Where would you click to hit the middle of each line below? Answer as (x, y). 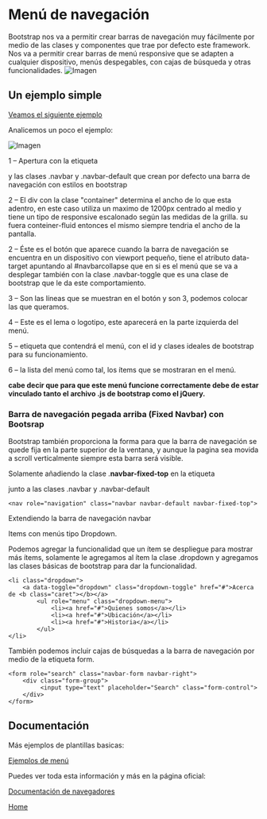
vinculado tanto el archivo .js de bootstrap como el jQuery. (107, 393)
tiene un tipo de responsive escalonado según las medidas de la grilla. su (128, 217)
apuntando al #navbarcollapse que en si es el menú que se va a (133, 266)
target (18, 266)
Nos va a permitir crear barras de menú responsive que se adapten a (121, 53)
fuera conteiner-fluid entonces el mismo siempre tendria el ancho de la (124, 225)
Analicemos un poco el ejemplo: (61, 129)
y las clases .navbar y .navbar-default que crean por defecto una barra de (129, 176)
